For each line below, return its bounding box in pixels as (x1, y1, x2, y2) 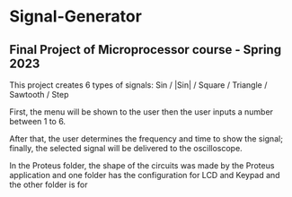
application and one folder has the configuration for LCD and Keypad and (9, 170, 280, 180)
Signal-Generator (9, 6, 142, 27)
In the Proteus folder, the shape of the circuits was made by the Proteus (9, 160, 275, 171)
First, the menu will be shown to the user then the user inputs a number (9, 107, 274, 117)
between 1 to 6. (9, 116, 66, 126)
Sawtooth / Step (9, 90, 69, 99)
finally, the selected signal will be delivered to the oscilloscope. (9, 143, 243, 153)
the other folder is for (9, 179, 88, 190)
